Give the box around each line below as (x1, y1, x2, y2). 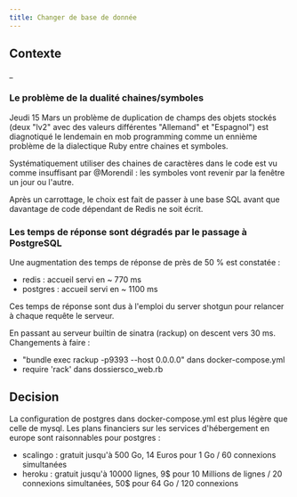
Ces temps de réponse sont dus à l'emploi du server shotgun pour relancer (9, 301, 285, 312)
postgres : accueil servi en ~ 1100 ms (21, 284, 158, 295)
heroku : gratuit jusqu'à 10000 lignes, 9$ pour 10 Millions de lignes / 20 (21, 468, 283, 479)
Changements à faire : (9, 338, 91, 348)
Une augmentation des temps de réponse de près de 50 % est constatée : (9, 257, 281, 268)
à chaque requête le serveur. (9, 311, 115, 322)
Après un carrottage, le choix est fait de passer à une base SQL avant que (9, 193, 280, 205)
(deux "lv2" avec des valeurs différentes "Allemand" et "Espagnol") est (9, 121, 269, 132)
